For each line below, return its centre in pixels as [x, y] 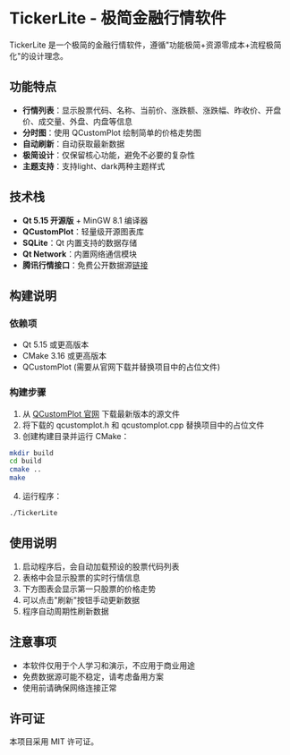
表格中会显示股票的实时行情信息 [81, 577]
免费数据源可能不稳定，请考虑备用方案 [93, 676]
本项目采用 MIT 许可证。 [54, 742]
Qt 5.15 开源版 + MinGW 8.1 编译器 [85, 220]
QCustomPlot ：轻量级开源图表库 [83, 231]
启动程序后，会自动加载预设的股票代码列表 [101, 566]
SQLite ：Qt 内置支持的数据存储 [80, 242]
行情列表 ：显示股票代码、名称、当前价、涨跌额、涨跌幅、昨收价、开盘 [152, 110]
